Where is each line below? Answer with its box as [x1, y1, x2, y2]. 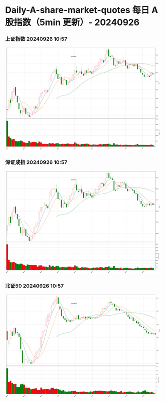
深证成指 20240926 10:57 [5, 159, 67, 166]
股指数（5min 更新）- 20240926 [5, 17, 139, 28]
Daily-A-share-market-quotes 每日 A [5, 4, 159, 16]
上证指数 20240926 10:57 [5, 35, 67, 42]
